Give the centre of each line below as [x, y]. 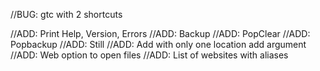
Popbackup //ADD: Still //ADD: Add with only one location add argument [158, 44]
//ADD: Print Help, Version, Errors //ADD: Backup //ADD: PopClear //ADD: [160, 33]
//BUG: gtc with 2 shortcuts [66, 14]
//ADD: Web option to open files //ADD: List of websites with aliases [149, 55]
